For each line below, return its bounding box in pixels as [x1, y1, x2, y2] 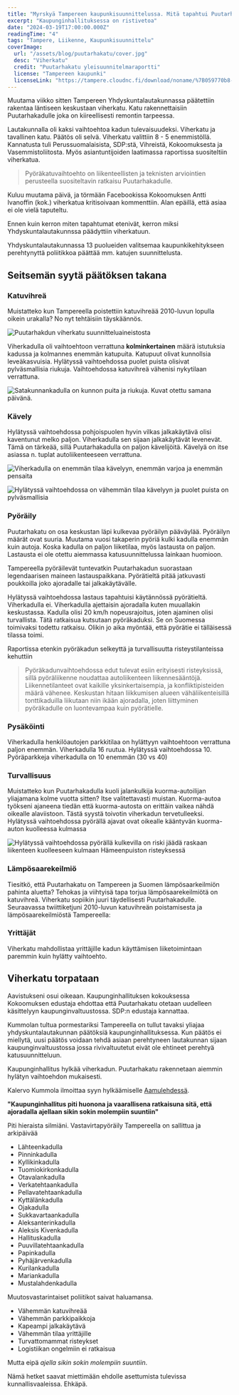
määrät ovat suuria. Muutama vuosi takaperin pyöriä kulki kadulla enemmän [7, 535, 229, 543]
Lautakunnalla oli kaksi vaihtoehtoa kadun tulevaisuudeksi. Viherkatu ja [7, 125, 216, 134]
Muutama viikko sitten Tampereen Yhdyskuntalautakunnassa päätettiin [7, 96, 215, 105]
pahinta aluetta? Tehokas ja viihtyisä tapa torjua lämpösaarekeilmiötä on [7, 887, 218, 896]
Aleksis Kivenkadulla [17, 1225, 78, 1234]
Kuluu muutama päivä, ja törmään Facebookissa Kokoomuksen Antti [7, 190, 206, 200]
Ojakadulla [17, 1203, 49, 1212]
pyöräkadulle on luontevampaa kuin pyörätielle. [24, 704, 164, 712]
